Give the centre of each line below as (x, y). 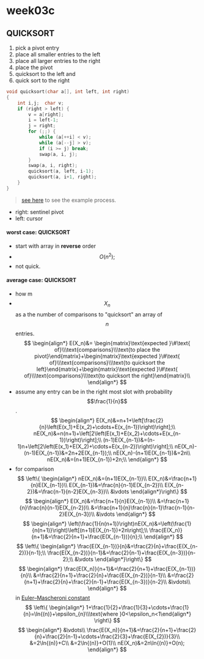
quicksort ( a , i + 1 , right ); (63, 177)
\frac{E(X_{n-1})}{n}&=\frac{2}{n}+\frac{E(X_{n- (138, 546)
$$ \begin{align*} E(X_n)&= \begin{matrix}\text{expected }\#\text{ (107, 343)
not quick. (28, 266)
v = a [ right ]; (46, 114)
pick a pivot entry (37, 48)
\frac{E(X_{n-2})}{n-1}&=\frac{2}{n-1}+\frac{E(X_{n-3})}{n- (121, 553)
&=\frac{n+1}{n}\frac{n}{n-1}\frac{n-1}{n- (143, 507)
